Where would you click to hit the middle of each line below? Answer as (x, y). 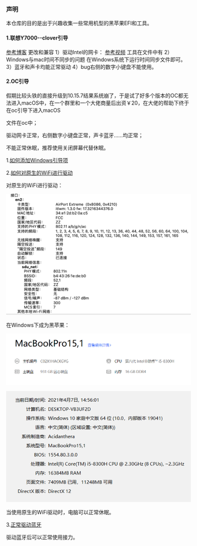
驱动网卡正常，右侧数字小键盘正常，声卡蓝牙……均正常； (75, 135)
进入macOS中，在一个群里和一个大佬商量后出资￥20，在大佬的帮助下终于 (100, 103)
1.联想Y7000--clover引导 (37, 38)
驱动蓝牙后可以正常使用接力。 (42, 537)
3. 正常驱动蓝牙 (24, 525)
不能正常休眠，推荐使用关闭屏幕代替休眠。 (57, 148)
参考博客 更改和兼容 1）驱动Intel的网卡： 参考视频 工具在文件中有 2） (89, 52)
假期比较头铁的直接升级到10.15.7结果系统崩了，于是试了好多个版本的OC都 (95, 95)
